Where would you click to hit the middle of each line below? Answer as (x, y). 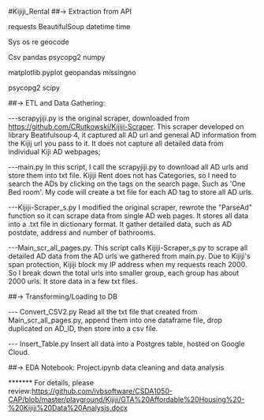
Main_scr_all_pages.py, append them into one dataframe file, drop (115, 320)
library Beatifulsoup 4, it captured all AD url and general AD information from (132, 135)
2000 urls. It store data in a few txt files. (73, 281)
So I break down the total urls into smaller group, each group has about (124, 273)
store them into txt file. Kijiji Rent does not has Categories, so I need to (122, 175)
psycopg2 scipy (34, 87)
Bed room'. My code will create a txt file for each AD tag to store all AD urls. (131, 192)
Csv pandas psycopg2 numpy (57, 57)
